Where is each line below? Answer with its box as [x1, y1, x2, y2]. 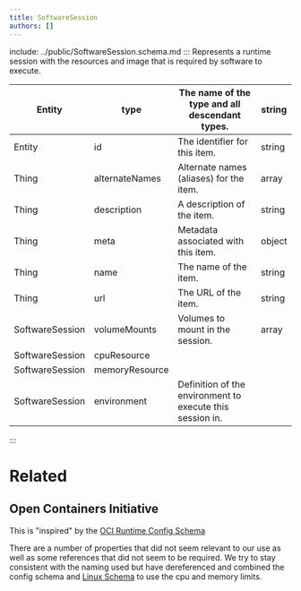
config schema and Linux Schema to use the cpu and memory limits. [9, 570, 262, 582]
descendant [188, 108, 242, 121]
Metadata [177, 223, 218, 236]
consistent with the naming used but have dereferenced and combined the [9, 561, 285, 572]
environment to [177, 389, 242, 401]
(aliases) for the [177, 172, 245, 184]
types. [201, 120, 229, 133]
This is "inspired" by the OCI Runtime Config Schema [9, 525, 206, 535]
